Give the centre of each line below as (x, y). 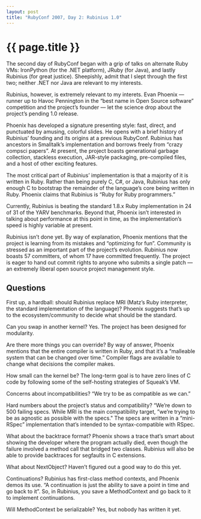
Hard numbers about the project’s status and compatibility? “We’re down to (99, 405)
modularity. (20, 333)
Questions (26, 288)
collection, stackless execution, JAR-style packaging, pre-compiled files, (96, 158)
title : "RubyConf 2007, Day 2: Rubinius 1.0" (64, 17)
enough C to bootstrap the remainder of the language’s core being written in (100, 188)
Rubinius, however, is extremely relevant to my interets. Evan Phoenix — (95, 94)
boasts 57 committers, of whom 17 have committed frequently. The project (98, 256)
